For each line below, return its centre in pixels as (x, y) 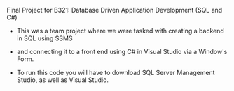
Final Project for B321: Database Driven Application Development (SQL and (115, 10)
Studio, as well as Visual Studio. (63, 80)
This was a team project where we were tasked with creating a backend (121, 31)
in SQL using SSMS (44, 38)
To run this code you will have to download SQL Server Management (116, 73)
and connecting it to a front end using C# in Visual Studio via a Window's (122, 52)
